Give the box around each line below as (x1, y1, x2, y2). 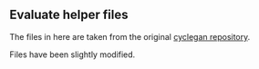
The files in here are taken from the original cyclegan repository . (9, 31, 251, 42)
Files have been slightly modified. (9, 49, 136, 60)
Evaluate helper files (9, 7, 129, 23)
